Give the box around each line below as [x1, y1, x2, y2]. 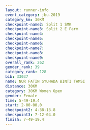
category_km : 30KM [5, 17, 44, 22]
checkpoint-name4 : [5, 31, 44, 36]
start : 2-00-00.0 [5, 103, 42, 108]
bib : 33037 [5, 74, 28, 79]
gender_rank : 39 [5, 64, 40, 70]
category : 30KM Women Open [5, 88, 63, 94]
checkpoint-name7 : [5, 46, 44, 51]
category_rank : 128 [5, 70, 47, 75]
